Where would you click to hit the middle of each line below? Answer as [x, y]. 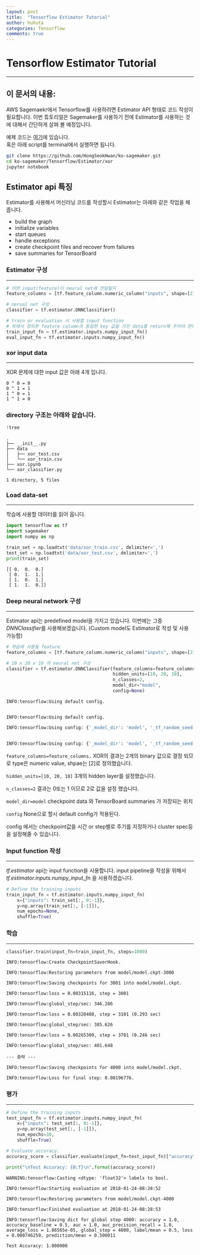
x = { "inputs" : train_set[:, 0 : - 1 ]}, [61, 900]
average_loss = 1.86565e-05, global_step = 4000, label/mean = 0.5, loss [100, 1230]
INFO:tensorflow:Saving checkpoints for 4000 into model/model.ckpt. [94, 1068]
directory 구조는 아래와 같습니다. [51, 415]
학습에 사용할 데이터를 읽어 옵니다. [46, 514]
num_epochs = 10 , [36, 1135]
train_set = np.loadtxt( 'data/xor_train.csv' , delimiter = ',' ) [85, 547]
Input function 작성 [34, 851]
